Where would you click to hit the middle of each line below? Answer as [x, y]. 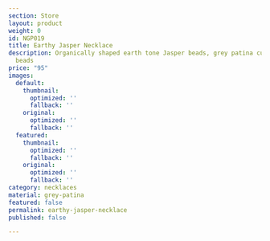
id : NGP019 [27, 38]
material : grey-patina [46, 195]
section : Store [34, 16]
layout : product [35, 23]
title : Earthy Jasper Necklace [61, 46]
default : [30, 83]
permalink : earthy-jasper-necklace [68, 210]
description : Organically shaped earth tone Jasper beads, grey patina [131, 53]
